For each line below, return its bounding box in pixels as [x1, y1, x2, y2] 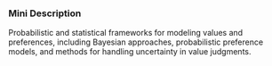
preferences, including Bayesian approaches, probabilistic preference [8, 37, 264, 47]
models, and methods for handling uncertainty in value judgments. [8, 46, 252, 57]
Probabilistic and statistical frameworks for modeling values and [8, 28, 244, 38]
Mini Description [8, 7, 82, 20]
